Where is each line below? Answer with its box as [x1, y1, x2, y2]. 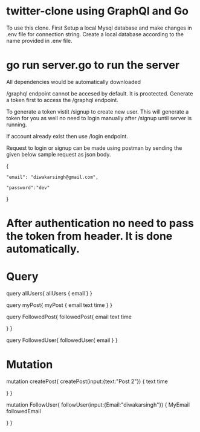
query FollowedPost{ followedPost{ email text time [6, 313, 132, 320]
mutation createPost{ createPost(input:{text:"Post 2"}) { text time [6, 378, 168, 385]
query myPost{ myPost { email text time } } [6, 301, 113, 309]
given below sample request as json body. [6, 150, 111, 158]
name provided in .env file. [6, 37, 73, 44]
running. [6, 121, 27, 128]
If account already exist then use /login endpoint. [6, 132, 129, 140]
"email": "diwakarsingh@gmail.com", [6, 174, 98, 180]
